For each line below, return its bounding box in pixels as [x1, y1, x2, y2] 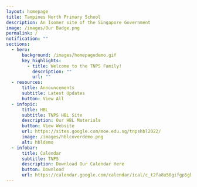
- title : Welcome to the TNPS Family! [27, 63, 122, 69]
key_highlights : [21, 57, 62, 63]
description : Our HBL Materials [21, 118, 101, 124]
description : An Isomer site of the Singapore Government [6, 19, 151, 25]
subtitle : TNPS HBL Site [21, 112, 83, 118]
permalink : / [6, 30, 38, 36]
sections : [6, 42, 30, 47]
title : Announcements [21, 85, 75, 91]
